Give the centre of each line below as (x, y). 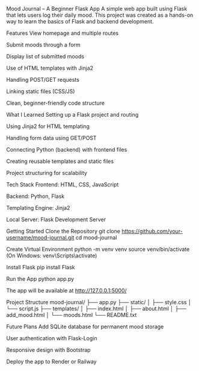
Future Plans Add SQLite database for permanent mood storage (85, 327)
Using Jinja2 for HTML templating (48, 126)
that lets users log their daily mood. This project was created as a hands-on (100, 15)
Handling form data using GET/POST (52, 138)
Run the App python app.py (40, 279)
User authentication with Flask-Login (52, 338)
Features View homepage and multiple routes (63, 33)
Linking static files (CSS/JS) (41, 91)
